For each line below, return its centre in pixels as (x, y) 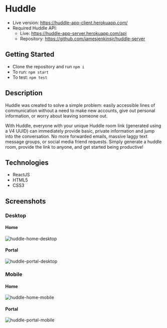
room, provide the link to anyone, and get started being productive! (74, 147)
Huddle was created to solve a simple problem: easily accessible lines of (80, 105)
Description (24, 93)
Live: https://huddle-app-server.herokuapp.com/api (73, 33)
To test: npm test (30, 77)
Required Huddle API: (35, 28)
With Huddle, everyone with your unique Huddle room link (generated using (83, 126)
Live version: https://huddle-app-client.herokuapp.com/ (70, 23)
